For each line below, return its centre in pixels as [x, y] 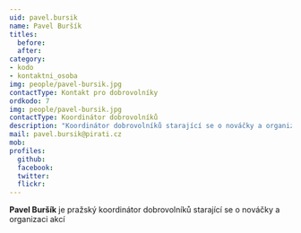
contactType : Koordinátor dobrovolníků [84, 117]
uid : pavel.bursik [43, 17]
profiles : [28, 151]
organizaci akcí [37, 220]
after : [30, 51]
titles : [24, 34]
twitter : [34, 176]
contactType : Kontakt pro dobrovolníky [84, 92]
